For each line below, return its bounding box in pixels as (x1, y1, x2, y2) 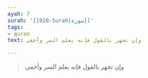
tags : (7, 23, 23, 30)
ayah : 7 (7, 10, 31, 18)
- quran (7, 30, 31, 38)
